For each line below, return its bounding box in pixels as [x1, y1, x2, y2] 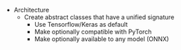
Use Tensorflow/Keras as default [34, 21, 128, 28]
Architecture [13, 6, 50, 14]
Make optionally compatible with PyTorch [34, 27, 152, 36]
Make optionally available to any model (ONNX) [34, 35, 169, 43]
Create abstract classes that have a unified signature [23, 13, 175, 21]
